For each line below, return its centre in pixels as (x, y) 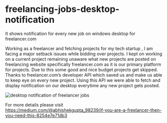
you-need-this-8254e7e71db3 (36, 115)
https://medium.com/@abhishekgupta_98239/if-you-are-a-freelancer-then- (83, 110)
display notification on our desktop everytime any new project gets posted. (83, 85)
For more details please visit (34, 105)
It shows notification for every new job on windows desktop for (70, 33)
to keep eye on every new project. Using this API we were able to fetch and (83, 80)
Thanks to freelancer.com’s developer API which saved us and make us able (84, 75)
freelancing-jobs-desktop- (62, 9)
